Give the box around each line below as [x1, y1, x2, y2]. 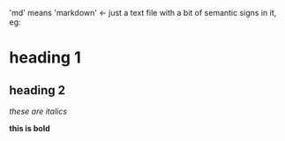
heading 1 [9, 48, 81, 68]
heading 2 [9, 83, 66, 98]
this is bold [9, 123, 50, 133]
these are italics [9, 106, 68, 116]
